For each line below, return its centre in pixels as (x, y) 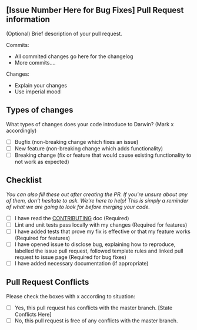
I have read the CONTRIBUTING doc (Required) (72, 218)
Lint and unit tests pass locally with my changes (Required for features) (101, 225)
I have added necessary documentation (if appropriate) (81, 263)
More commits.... (35, 62)
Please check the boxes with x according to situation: (71, 296)
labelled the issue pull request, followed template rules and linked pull (99, 251)
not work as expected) (42, 161)
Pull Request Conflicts (48, 282)
